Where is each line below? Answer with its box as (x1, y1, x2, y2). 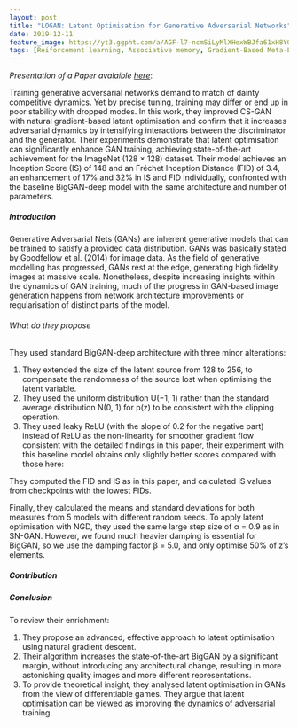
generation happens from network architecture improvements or (9, 290, 245, 301)
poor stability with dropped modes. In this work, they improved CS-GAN (9, 106, 272, 117)
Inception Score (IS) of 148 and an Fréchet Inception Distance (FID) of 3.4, (9, 163, 281, 174)
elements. (9, 550, 46, 560)
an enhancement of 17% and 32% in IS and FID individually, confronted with (9, 172, 286, 183)
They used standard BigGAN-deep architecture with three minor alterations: (9, 348, 286, 358)
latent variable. (21, 383, 77, 395)
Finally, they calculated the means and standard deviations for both (9, 503, 255, 513)
